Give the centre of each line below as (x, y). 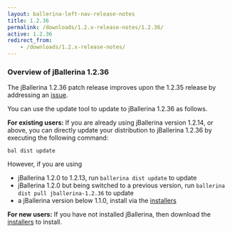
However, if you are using (45, 164)
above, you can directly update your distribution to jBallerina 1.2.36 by (110, 130)
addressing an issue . (38, 95)
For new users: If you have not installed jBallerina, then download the (109, 214)
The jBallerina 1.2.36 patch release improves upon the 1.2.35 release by (112, 88)
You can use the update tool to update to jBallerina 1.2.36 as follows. (107, 109)
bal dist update (31, 151)
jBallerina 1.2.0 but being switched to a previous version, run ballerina (121, 185)
